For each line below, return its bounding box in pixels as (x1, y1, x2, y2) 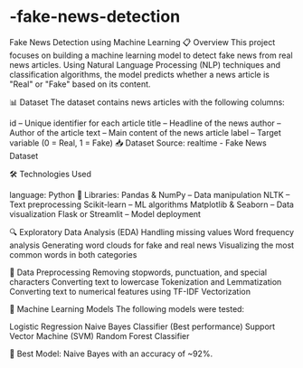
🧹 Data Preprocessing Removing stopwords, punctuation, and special (9, 267, 268, 278)
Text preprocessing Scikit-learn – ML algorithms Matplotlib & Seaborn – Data (9, 199, 294, 210)
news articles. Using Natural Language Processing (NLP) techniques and (9, 59, 281, 70)
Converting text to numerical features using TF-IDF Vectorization (9, 286, 251, 297)
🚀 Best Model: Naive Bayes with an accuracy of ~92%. (9, 348, 213, 359)
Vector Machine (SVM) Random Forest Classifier (9, 330, 190, 341)
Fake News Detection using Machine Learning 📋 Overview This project (9, 36, 276, 47)
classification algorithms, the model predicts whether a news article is (9, 69, 270, 80)
